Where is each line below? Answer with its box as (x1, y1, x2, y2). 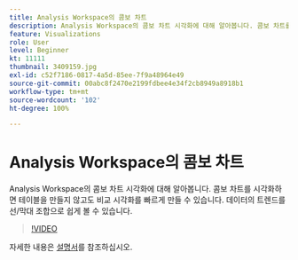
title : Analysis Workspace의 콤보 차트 (9, 12, 147, 22)
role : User (9, 37, 50, 47)
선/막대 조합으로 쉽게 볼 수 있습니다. (9, 206, 133, 217)
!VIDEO (30, 224, 58, 234)
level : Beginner (9, 46, 69, 55)
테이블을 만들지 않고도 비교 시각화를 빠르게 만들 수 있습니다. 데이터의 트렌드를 (18, 194, 286, 205)
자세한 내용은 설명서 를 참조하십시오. (9, 241, 133, 253)
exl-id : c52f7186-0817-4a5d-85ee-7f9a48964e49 (9, 71, 184, 80)
